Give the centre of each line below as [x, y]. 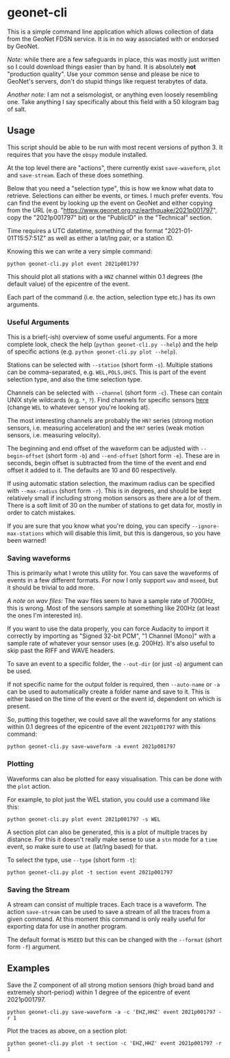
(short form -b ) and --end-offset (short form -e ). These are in [133, 456]
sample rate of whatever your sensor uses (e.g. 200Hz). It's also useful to [111, 643]
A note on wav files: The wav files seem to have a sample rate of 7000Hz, [111, 601]
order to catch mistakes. [41, 513]
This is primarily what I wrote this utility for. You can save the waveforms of [113, 573]
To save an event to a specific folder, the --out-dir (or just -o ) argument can [115, 664]
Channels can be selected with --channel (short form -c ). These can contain [115, 393]
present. [19, 706]
